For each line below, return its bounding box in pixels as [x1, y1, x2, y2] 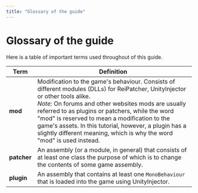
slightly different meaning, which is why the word [37, 129, 173, 137]
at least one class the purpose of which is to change [37, 153, 181, 161]
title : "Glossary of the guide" [6, 8, 85, 15]
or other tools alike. [37, 92, 91, 100]
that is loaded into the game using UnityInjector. [37, 177, 170, 185]
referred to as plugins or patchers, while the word [37, 107, 174, 115]
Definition [99, 67, 128, 75]
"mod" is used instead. [37, 136, 100, 144]
